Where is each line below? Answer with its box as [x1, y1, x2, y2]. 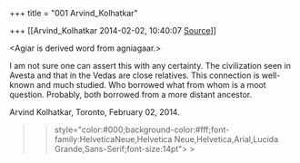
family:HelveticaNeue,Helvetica [54, 134, 173, 144]
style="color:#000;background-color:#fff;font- [54, 124, 230, 135]
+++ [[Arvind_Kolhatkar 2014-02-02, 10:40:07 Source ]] [9, 25, 216, 35]
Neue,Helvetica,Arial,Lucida [174, 134, 279, 144]
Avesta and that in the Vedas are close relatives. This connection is [9, 70, 260, 81]
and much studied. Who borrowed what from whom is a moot [35, 80, 266, 90]
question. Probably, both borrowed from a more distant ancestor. [9, 90, 253, 100]
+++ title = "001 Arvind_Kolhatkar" [9, 8, 138, 18]
